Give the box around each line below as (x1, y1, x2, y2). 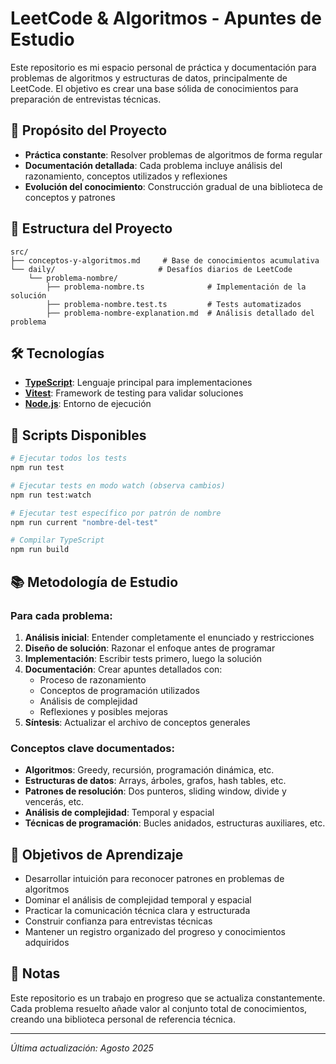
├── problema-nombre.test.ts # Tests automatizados (46, 299, 302, 309)
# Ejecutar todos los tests (10, 453, 128, 464)
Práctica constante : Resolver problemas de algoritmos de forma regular (24, 148, 323, 161)
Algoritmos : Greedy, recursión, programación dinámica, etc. (24, 764, 275, 776)
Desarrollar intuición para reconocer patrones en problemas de (24, 872, 285, 884)
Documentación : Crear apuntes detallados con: (24, 663, 223, 675)
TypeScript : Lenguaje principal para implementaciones (24, 377, 253, 389)
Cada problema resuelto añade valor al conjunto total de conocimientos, (10, 1002, 308, 1014)
